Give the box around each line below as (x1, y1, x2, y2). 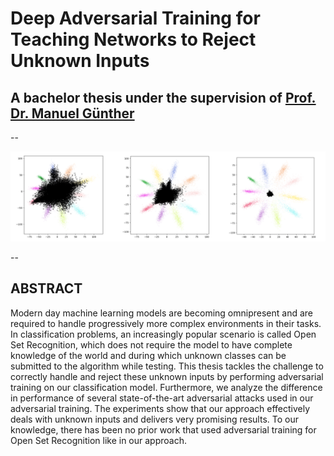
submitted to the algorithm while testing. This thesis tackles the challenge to (10, 360, 324, 372)
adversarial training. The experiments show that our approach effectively (10, 402, 311, 414)
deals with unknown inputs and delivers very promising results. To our (10, 413, 299, 425)
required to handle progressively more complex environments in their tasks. (10, 317, 322, 329)
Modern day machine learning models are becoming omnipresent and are (10, 307, 313, 319)
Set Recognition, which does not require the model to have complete (10, 338, 293, 351)
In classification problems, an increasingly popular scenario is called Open (10, 328, 317, 340)
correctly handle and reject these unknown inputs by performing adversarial (10, 370, 324, 382)
